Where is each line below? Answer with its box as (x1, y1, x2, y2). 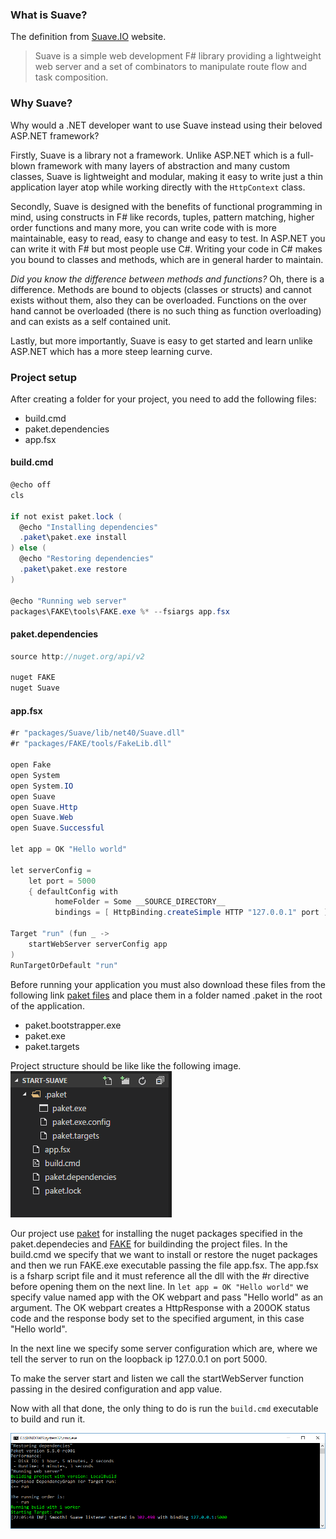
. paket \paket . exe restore (19, 564, 128, 575)
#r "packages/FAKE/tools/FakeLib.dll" (10, 739, 172, 749)
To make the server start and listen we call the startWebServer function (10, 1372, 304, 1384)
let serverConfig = (10, 865, 92, 875)
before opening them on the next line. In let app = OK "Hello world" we (10, 1280, 309, 1292)
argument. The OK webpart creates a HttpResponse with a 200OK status (10, 1301, 311, 1313)
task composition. (34, 71, 109, 83)
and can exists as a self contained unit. (10, 315, 171, 327)
